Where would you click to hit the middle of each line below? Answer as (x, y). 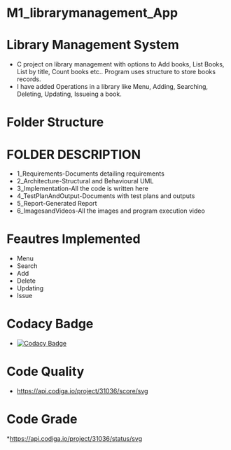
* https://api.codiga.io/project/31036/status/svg (75, 438)
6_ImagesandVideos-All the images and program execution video (111, 211)
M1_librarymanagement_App (92, 13)
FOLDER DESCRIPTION (74, 154)
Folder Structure (55, 122)
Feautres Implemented (73, 239)
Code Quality (45, 372)
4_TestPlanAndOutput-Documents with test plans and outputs (106, 196)
